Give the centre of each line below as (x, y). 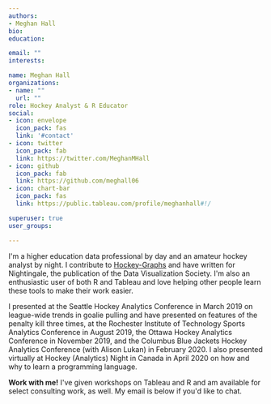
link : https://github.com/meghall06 (77, 181)
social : (21, 113)
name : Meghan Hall (39, 75)
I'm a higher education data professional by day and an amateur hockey (128, 256)
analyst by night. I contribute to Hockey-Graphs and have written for (122, 264)
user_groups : (30, 226)
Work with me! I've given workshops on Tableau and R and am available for (135, 382)
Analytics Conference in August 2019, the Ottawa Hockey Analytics (121, 332)
